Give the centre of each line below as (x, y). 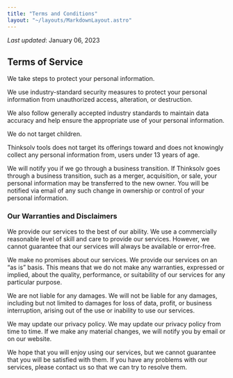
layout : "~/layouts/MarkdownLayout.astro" (70, 20)
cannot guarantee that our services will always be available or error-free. (112, 246)
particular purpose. (35, 282)
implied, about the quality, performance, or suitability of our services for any (116, 274)
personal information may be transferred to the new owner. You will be (108, 183)
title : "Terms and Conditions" (53, 14)
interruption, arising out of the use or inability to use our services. (101, 310)
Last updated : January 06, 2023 (54, 40)
